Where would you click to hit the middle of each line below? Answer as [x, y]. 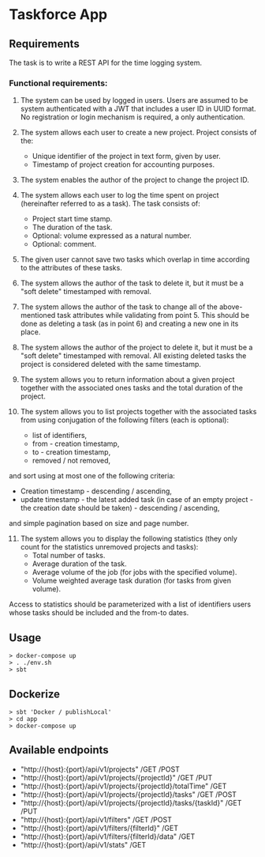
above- [231, 307]
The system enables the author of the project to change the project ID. [134, 180]
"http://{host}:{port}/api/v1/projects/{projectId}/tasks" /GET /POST [129, 794]
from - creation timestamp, [76, 444]
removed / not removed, [71, 461]
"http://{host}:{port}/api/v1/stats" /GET [83, 844]
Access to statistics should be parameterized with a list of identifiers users [130, 604]
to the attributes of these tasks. [71, 268]
